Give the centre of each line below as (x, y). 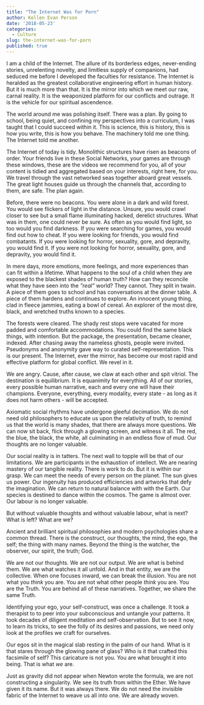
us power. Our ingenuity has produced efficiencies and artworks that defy (99, 482)
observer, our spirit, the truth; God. (50, 551)
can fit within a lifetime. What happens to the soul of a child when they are (99, 273)
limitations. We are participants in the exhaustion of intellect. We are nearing (102, 462)
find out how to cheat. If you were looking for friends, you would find (92, 235)
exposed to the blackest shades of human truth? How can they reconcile (97, 279)
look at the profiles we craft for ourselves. (59, 632)
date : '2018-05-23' (31, 23)
